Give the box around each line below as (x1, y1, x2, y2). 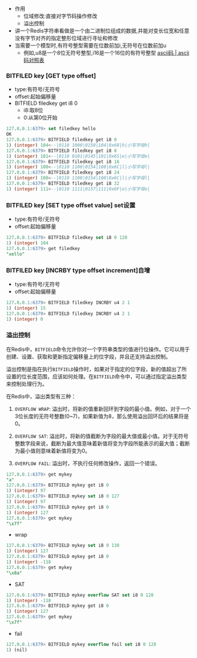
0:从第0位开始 (23, 114, 58, 121)
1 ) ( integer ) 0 (6, 316, 44, 322)
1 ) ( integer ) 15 (6, 305, 46, 311)
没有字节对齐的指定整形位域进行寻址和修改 (14, 35, 118, 41)
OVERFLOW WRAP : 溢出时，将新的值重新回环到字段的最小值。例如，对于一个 (14, 405, 191, 412)
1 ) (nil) (6, 647, 28, 653)
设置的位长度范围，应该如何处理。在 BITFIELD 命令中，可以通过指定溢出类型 (6, 373, 187, 380)
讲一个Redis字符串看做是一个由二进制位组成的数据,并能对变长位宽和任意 (14, 27, 190, 34)
